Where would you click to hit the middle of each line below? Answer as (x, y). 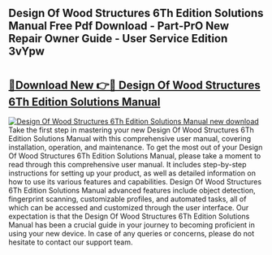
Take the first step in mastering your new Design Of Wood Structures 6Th (131, 130)
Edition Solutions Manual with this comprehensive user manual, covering (130, 138)
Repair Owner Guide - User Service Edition (118, 39)
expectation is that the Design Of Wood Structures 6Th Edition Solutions (129, 216)
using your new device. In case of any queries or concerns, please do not (132, 233)
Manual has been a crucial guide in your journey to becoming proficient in (132, 225)
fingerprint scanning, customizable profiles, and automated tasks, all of (127, 199)
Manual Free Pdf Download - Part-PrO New (119, 26)
